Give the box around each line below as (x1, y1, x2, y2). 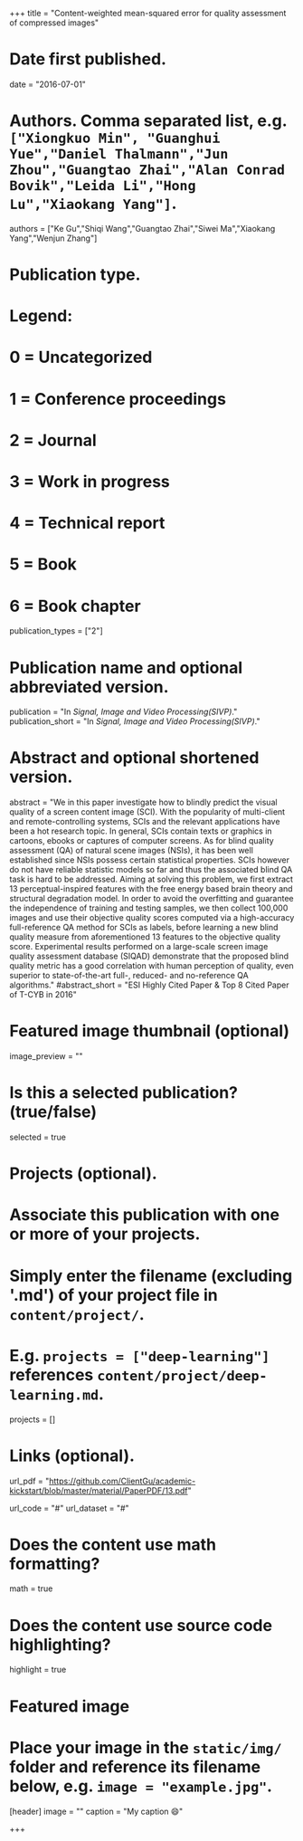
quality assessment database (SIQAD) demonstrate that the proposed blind (9, 950, 289, 962)
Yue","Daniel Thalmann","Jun (9, 146, 229, 163)
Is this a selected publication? (9, 1083, 238, 1103)
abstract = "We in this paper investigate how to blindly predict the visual (9, 796, 278, 808)
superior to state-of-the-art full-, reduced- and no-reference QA (9, 970, 249, 981)
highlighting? (9, 1634, 111, 1655)
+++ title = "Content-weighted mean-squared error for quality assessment (9, 8, 287, 18)
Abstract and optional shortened (9, 748, 260, 768)
